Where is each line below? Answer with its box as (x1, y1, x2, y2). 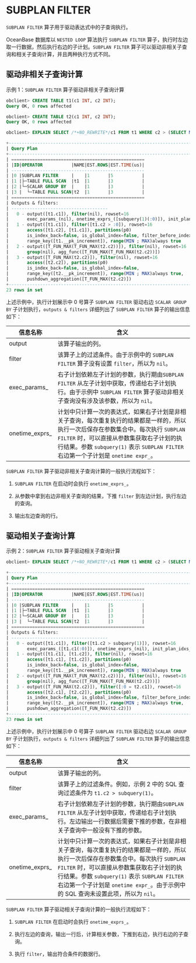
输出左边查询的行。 (14, 512, 61, 519)
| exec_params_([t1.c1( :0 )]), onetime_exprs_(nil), (6, 646, 150, 652)
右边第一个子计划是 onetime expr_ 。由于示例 (57, 881, 180, 889)
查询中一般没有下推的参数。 (69, 826, 146, 834)
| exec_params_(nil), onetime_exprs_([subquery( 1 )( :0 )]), (6, 216, 166, 222)
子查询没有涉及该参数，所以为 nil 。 (57, 396, 156, 405)
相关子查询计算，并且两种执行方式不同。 (16, 50, 114, 57)
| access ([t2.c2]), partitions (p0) (6, 260, 108, 266)
